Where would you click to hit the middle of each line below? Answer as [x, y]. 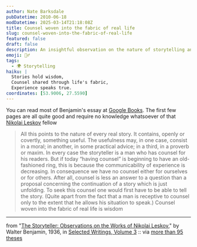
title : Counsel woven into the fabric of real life [70, 28]
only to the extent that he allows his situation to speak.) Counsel [98, 202]
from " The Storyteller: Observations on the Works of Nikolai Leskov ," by [93, 225]
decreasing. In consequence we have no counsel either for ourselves [104, 171]
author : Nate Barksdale [35, 11]
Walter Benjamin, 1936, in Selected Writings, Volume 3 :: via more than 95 [95, 232]
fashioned [33, 165]
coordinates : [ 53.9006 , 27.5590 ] [47, 93]
